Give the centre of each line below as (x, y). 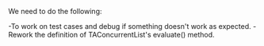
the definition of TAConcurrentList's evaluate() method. (125, 35)
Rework (21, 35)
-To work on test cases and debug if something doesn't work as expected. (130, 26)
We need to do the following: (55, 11)
